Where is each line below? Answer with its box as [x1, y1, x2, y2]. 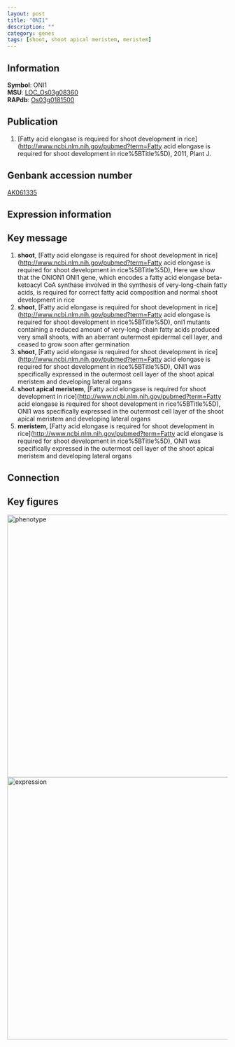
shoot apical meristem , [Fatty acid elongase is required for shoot [17, 384, 206, 393]
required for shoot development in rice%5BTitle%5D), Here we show [17, 265, 215, 274]
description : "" [7, 23, 55, 30]
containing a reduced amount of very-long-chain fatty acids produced [17, 325, 220, 333]
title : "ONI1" [7, 17, 49, 24]
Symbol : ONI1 [7, 80, 48, 89]
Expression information [7, 208, 112, 220]
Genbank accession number [7, 169, 133, 182]
